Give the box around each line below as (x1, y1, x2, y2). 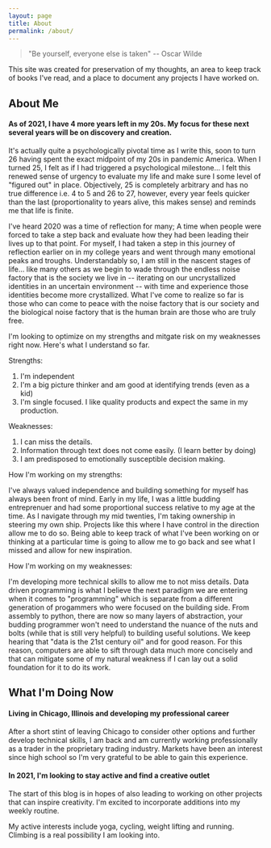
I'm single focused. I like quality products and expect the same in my (19, 397, 248, 406)
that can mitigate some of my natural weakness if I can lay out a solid (8, 653, 238, 663)
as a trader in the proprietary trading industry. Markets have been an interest (8, 744, 263, 754)
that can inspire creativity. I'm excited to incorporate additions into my (8, 797, 240, 807)
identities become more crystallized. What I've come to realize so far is (8, 290, 244, 300)
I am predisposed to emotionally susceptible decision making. (19, 454, 226, 464)
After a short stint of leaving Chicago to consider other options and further (8, 726, 256, 736)
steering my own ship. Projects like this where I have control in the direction (8, 519, 260, 529)
